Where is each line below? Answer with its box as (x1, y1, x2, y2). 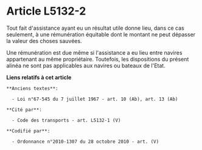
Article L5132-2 (6, 4, 86, 18)
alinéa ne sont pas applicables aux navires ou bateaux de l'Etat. (6, 62, 165, 69)
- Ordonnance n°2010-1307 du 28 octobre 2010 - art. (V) (12, 138, 159, 145)
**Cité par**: (6, 106, 43, 113)
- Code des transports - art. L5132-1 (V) (12, 117, 121, 123)
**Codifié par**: (6, 128, 50, 134)
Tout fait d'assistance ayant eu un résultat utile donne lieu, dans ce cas (6, 24, 184, 32)
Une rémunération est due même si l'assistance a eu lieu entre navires (6, 49, 183, 56)
